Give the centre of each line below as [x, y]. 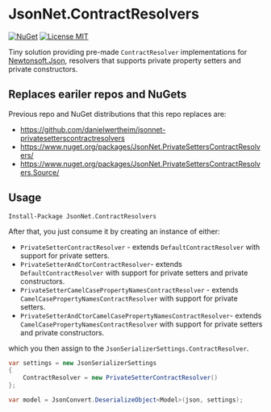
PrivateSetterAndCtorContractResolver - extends [101, 264]
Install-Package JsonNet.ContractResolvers [83, 216]
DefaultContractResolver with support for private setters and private [134, 273]
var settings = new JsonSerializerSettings [83, 363]
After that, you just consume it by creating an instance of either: [114, 231]
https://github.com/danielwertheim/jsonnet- [93, 129]
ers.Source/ [40, 172]
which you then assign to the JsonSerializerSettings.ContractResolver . [129, 348]
